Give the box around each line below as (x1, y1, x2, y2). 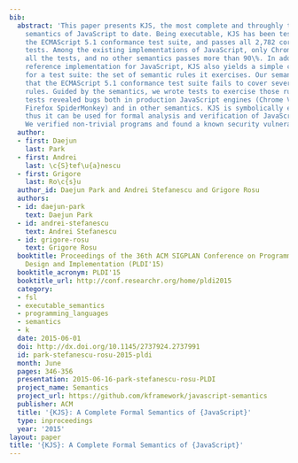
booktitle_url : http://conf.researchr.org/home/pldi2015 (17, 276, 232, 285)
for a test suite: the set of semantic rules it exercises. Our (25, 71, 268, 80)
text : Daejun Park (25, 210, 93, 220)
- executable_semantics (17, 301, 105, 310)
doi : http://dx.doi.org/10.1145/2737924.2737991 (17, 342, 200, 351)
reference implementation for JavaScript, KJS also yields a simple (25, 63, 284, 72)
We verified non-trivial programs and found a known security (25, 120, 260, 129)
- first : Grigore (17, 169, 82, 178)
